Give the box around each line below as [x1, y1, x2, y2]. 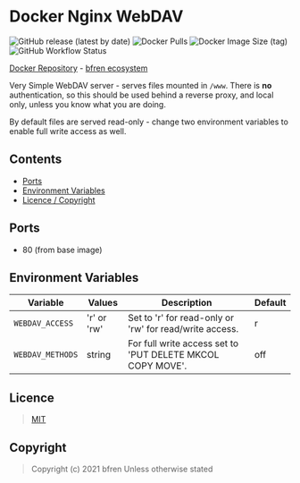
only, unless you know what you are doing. [9, 98, 167, 109]
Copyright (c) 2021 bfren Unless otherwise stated [30, 463, 213, 474]
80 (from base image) [21, 244, 103, 255]
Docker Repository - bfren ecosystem [9, 63, 148, 73]
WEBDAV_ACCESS [13, 318, 74, 328]
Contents [9, 152, 62, 167]
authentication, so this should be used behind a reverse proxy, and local [9, 89, 274, 100]
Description [161, 297, 212, 309]
